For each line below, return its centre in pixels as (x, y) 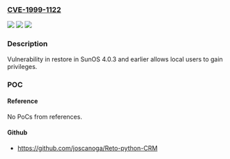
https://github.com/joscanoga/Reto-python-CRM (87, 148)
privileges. (22, 66)
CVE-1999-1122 (34, 10)
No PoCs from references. (45, 116)
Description (28, 44)
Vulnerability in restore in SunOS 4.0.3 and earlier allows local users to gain (115, 59)
